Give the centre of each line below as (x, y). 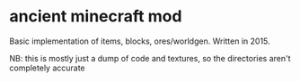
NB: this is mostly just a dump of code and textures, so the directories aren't (150, 58)
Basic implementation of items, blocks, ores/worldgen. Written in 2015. (140, 41)
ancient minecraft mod (96, 16)
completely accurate (47, 68)
